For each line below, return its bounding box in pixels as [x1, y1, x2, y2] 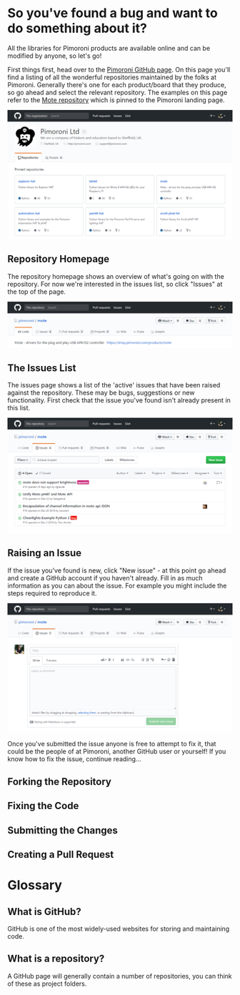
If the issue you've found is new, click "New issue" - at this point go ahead [7, 566, 226, 575]
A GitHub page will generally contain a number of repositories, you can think [7, 971, 232, 980]
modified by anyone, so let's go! [7, 51, 102, 60]
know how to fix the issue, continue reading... [7, 755, 141, 763]
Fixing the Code [7, 800, 79, 812]
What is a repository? [7, 953, 105, 965]
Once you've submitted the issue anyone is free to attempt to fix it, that [7, 740, 216, 748]
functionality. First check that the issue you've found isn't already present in [7, 396, 231, 405]
